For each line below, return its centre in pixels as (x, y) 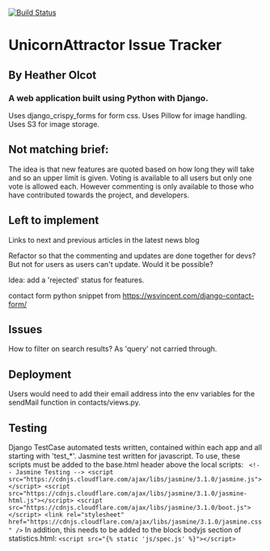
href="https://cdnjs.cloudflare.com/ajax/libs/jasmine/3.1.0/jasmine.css (135, 522)
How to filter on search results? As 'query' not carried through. (113, 349)
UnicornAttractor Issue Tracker (115, 45)
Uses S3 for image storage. (54, 124)
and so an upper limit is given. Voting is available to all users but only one (130, 177)
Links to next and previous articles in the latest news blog (104, 239)
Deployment (40, 374)
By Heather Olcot (53, 75)
